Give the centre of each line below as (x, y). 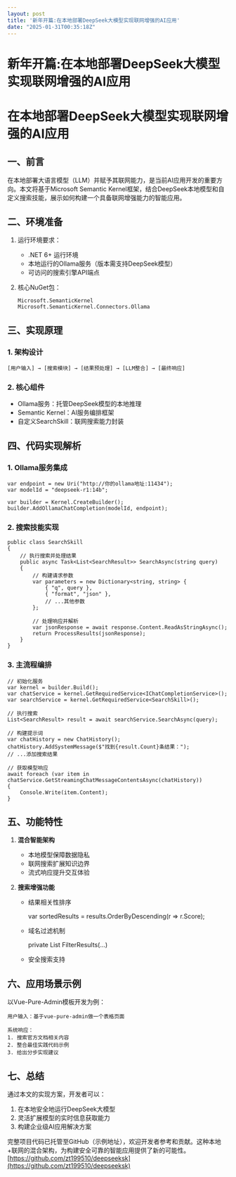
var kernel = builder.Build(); (53, 687)
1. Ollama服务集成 (38, 467)
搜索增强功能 (36, 887)
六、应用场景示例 (44, 983)
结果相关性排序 (50, 902)
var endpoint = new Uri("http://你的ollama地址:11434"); (90, 484)
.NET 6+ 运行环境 (53, 255)
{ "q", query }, (68, 588)
